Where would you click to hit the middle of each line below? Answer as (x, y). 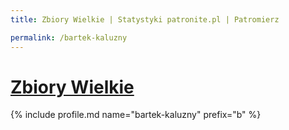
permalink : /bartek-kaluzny (69, 37)
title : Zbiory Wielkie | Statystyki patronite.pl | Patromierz (145, 19)
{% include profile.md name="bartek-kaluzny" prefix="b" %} (136, 115)
